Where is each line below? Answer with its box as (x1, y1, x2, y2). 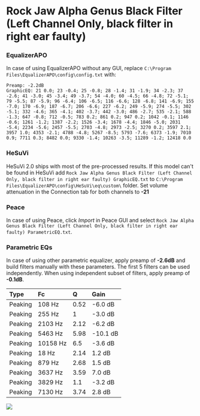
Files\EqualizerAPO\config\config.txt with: (6, 71, 117, 79)
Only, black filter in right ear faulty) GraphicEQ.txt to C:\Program (6, 175, 183, 182)
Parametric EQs (6, 243, 53, 251)
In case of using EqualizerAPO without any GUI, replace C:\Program (6, 65, 172, 72)
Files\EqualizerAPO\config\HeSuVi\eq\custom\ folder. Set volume (6, 182, 168, 189)
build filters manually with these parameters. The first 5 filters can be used (6, 263, 190, 270)
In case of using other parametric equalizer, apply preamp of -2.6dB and (6, 257, 186, 264)
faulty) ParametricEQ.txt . (6, 228, 72, 236)
